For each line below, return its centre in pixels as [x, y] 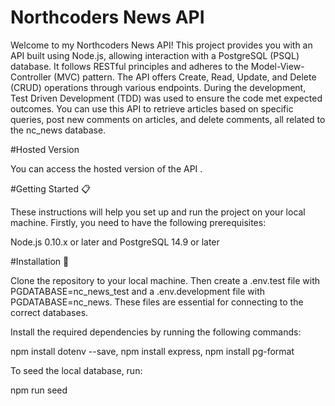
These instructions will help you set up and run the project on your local [158, 212]
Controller [31, 77]
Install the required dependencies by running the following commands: [156, 332]
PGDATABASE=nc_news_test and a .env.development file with [138, 291]
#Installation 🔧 [40, 261]
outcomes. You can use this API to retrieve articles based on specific [152, 108]
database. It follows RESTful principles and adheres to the [129, 66]
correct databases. [49, 312]
